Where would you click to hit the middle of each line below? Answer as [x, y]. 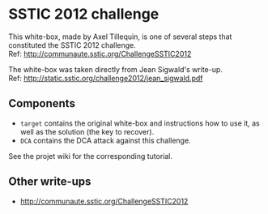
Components [42, 103]
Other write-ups [50, 182]
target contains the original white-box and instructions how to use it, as [140, 123]
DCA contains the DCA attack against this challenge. [106, 140]
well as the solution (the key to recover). [87, 131]
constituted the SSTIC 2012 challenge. [72, 45]
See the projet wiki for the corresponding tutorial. [90, 156]
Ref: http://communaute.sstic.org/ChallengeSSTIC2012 [100, 53]
